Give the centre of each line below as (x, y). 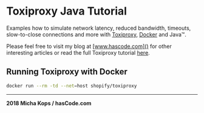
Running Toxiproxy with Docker (67, 72)
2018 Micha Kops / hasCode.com (49, 103)
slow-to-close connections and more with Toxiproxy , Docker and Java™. (96, 34)
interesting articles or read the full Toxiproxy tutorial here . (78, 52)
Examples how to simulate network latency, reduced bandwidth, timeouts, (99, 28)
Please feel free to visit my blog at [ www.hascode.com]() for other (89, 46)
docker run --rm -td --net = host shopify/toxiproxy (72, 86)
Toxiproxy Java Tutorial (67, 11)
